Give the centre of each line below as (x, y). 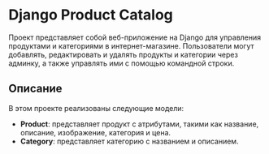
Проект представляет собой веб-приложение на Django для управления (135, 37)
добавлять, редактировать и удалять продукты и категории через (123, 54)
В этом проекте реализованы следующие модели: (96, 108)
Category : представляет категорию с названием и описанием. (129, 141)
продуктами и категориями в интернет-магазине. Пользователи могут (131, 45)
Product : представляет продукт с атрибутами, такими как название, (139, 124)
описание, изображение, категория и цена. (95, 132)
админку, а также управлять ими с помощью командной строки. (121, 63)
